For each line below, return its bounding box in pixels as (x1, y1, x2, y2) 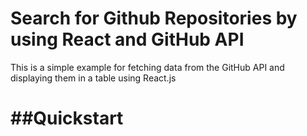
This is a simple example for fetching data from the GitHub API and (10, 61, 285, 73)
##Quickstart (10, 107, 124, 130)
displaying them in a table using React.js (10, 72, 177, 84)
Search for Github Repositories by (10, 7, 298, 30)
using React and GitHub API (10, 28, 245, 51)
